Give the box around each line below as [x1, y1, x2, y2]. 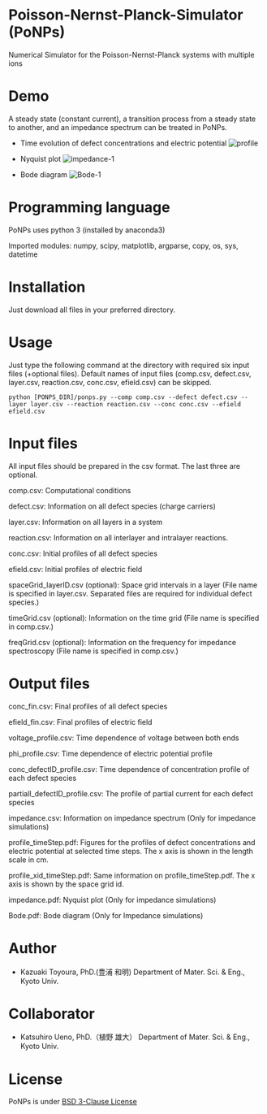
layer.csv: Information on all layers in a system [8, 517, 163, 527]
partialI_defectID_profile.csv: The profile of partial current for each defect [8, 788, 254, 798]
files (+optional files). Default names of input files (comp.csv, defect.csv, [8, 368, 252, 379]
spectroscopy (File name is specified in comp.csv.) [8, 646, 179, 656]
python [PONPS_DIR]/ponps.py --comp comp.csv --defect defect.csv [8, 392, 238, 401]
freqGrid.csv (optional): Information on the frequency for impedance [8, 637, 237, 647]
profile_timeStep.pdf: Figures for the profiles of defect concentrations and [8, 837, 256, 847]
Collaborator [8, 1004, 95, 1023]
